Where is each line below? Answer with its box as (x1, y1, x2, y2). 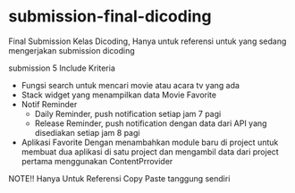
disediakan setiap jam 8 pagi (34, 127, 140, 138)
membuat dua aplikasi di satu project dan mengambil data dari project (21, 146, 279, 157)
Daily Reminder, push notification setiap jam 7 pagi (34, 108, 222, 119)
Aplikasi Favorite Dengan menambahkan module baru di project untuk (21, 137, 279, 147)
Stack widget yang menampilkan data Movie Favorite (21, 89, 216, 100)
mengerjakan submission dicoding (8, 45, 135, 55)
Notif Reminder (21, 98, 78, 109)
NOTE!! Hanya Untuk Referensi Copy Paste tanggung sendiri (8, 172, 231, 184)
